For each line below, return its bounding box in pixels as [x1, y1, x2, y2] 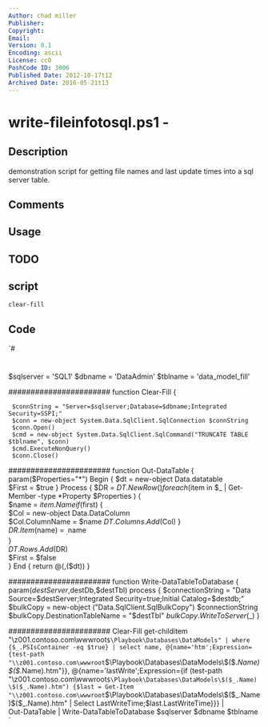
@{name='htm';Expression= [165, 644, 252, 652]
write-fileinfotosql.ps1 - [8, 113, 170, 131]
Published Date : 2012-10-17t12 [8, 71, 113, 79]
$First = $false [8, 553, 57, 563]
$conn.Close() [11, 452, 59, 460]
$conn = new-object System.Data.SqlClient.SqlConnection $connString [11, 417, 249, 425]
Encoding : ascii [8, 49, 62, 57]
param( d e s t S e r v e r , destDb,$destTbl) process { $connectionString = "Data [8, 585, 251, 595]
